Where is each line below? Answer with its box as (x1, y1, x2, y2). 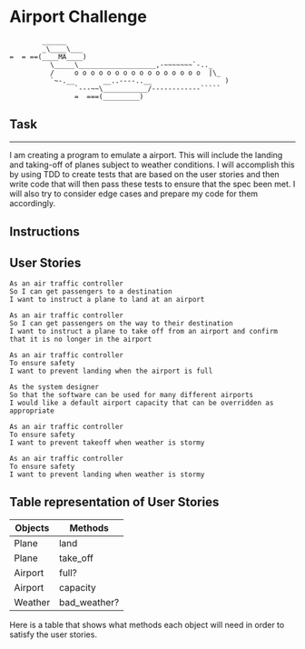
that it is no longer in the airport (9, 334, 152, 344)
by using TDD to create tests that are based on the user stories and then (9, 168, 280, 179)
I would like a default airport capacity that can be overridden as (9, 398, 274, 407)
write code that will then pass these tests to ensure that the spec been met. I (9, 178, 296, 189)
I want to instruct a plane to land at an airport (9, 295, 205, 304)
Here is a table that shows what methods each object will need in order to (9, 619, 285, 630)
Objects (15, 521, 50, 534)
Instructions (9, 225, 80, 240)
